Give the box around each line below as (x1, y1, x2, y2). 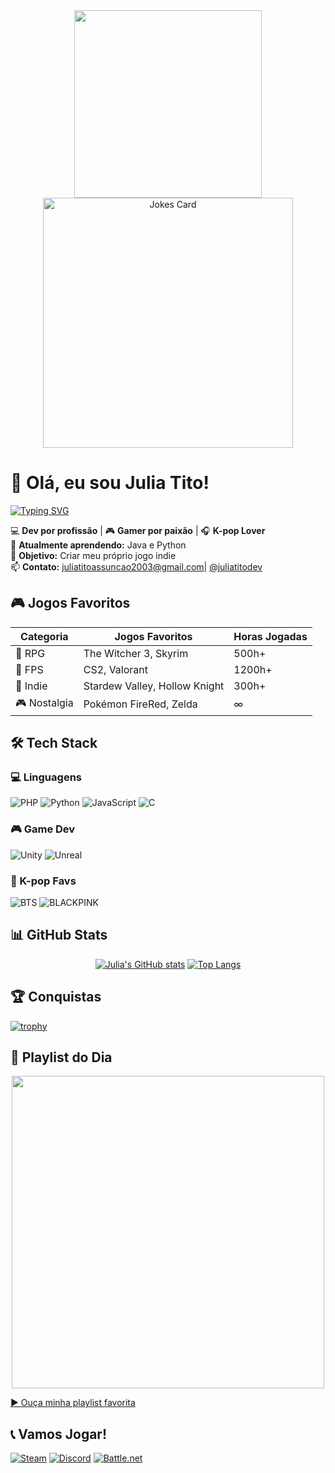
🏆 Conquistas (10, 989, 102, 1006)
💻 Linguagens (10, 770, 82, 784)
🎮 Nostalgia (15, 695, 74, 709)
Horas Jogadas (233, 629, 308, 643)
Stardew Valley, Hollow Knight (83, 679, 225, 693)
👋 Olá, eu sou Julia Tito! (10, 472, 210, 494)
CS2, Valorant (83, 662, 148, 676)
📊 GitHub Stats (10, 927, 108, 944)
